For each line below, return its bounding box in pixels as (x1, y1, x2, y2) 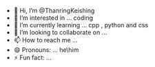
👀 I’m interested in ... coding (13, 14, 94, 22)
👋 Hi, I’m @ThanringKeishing (13, 7, 95, 14)
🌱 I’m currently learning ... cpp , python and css (13, 21, 149, 29)
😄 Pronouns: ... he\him (13, 46, 79, 54)
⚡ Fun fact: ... (13, 53, 52, 62)
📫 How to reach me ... (13, 36, 78, 44)
